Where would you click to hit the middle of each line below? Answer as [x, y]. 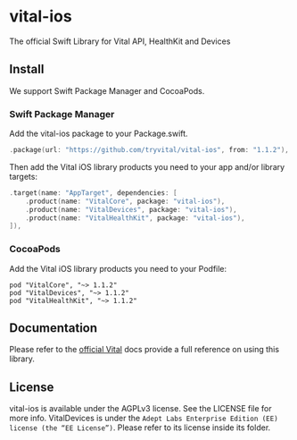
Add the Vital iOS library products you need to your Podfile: [118, 268]
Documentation [54, 328]
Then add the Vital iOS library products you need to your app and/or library [147, 166]
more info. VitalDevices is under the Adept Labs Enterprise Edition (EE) [144, 419]
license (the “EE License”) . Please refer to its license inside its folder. [140, 427]
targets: [24, 176]
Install [27, 69]
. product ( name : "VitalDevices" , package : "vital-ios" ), [132, 209]
